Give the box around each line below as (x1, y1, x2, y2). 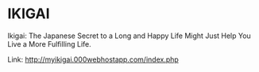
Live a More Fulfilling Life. (7, 39, 92, 48)
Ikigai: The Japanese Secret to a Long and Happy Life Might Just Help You (7, 31, 251, 40)
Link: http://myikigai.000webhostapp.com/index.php (7, 55, 180, 64)
